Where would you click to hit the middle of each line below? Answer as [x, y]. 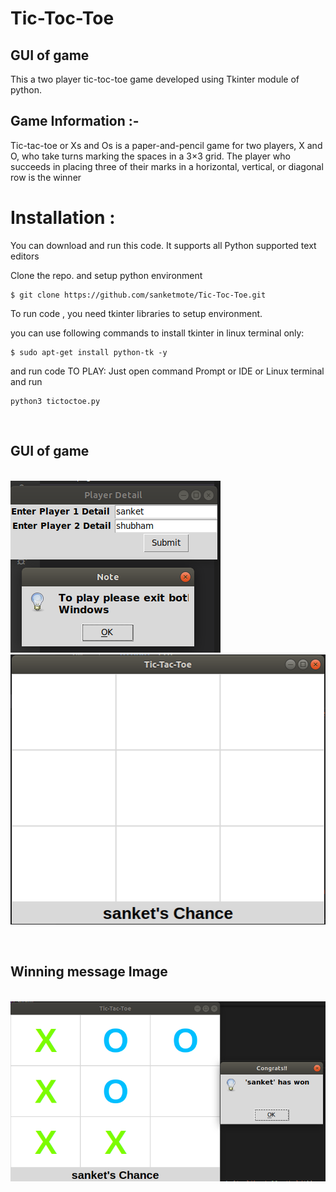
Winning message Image [89, 972]
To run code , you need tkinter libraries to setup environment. [136, 313]
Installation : [63, 218]
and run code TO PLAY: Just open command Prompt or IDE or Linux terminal [167, 371]
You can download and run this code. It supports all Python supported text [163, 245]
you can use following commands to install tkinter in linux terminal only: [157, 333]
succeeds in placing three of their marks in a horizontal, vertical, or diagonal [167, 166]
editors [25, 256]
